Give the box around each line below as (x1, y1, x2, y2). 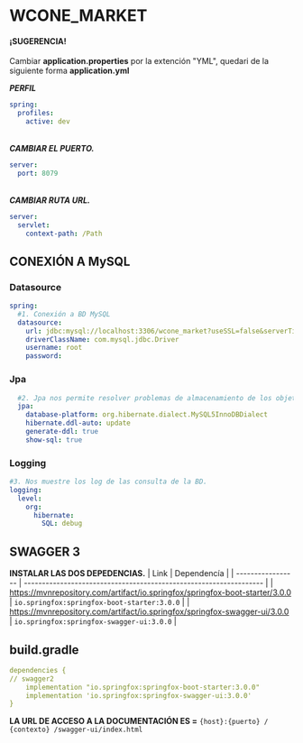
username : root (25, 344, 83, 353)
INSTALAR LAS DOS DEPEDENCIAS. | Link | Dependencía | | (9, 568, 234, 579)
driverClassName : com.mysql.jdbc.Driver (25, 335, 179, 344)
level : (17, 493, 42, 503)
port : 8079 (17, 169, 59, 178)
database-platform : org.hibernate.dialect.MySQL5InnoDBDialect (25, 410, 269, 419)
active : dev (25, 117, 70, 126)
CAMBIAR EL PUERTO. (9, 143, 95, 154)
